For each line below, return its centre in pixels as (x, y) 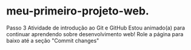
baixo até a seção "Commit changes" (53, 40)
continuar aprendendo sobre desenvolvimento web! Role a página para (95, 34)
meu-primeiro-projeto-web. (78, 11)
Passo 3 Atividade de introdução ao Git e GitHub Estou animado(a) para (96, 28)
